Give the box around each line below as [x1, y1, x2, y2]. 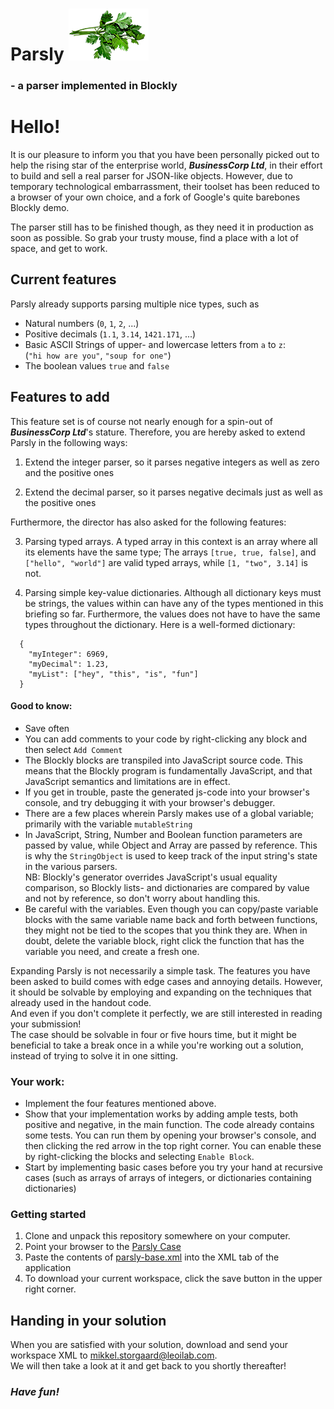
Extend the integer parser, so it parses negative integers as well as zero [24, 456, 320, 468]
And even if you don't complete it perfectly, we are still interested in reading [10, 1007, 323, 1019]
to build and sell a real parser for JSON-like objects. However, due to [10, 170, 293, 182]
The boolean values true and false [24, 359, 170, 372]
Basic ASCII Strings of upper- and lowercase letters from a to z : [24, 338, 286, 350]
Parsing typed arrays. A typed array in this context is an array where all [24, 535, 318, 547]
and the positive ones [24, 466, 115, 478]
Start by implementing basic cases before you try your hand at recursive [24, 1161, 323, 1173]
